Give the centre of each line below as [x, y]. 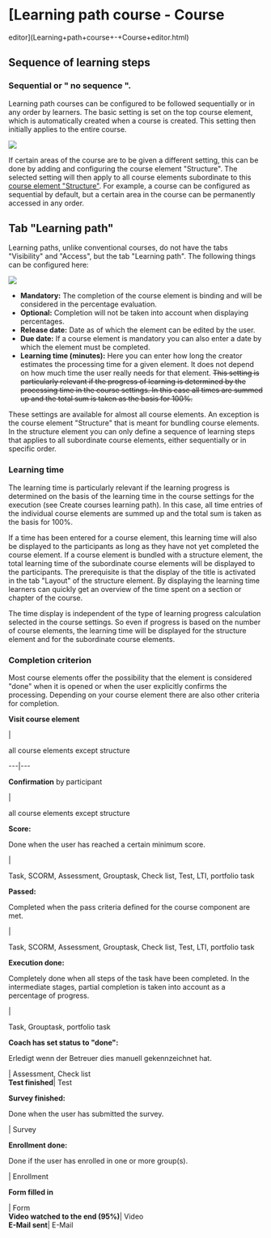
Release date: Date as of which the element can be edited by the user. [138, 330]
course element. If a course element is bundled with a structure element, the [135, 555]
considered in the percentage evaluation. [89, 304]
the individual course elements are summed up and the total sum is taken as [135, 513]
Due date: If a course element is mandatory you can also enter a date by [141, 339]
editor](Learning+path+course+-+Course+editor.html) [99, 37]
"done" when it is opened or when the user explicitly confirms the [118, 687]
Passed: [22, 892]
